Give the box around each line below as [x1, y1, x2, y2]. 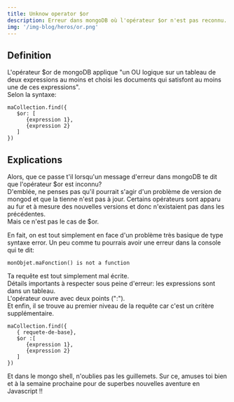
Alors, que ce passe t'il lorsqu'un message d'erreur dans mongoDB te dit [7, 173, 217, 181]
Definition [7, 49, 51, 61]
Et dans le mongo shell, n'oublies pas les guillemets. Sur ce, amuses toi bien [7, 372, 228, 380]
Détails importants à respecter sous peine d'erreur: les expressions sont [7, 279, 216, 287]
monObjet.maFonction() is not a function [7, 259, 130, 266]
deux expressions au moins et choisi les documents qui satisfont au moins [7, 75, 222, 84]
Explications [7, 154, 63, 166]
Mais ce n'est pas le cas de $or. [7, 217, 99, 226]
